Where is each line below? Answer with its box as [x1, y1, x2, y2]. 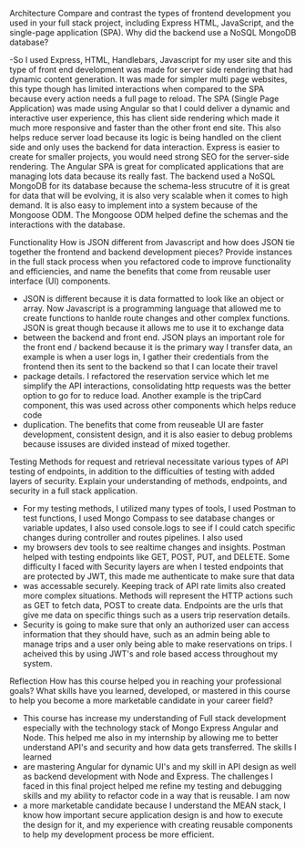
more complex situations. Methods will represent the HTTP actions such [22, 590, 294, 601]
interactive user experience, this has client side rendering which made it [9, 113, 280, 123]
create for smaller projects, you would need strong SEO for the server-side [9, 151, 290, 162]
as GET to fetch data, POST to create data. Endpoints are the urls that [22, 600, 284, 610]
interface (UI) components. [9, 275, 111, 286]
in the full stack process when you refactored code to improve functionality [9, 256, 291, 267]
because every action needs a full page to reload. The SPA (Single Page [9, 93, 280, 104]
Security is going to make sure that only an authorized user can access [22, 619, 290, 630]
